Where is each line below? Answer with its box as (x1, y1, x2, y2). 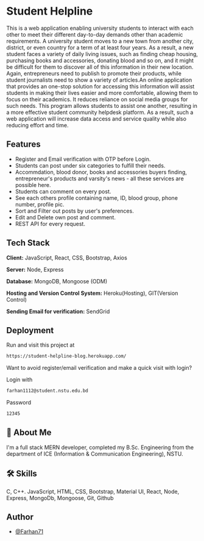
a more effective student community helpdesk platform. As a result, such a (6, 108, 194, 116)
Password (6, 399, 32, 406)
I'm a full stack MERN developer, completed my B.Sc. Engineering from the (6, 444, 194, 451)
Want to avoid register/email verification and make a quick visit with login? (6, 364, 192, 372)
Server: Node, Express (6, 266, 64, 273)
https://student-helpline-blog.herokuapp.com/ (6, 353, 127, 359)
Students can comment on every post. (15, 188, 111, 195)
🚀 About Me (6, 428, 52, 438)
